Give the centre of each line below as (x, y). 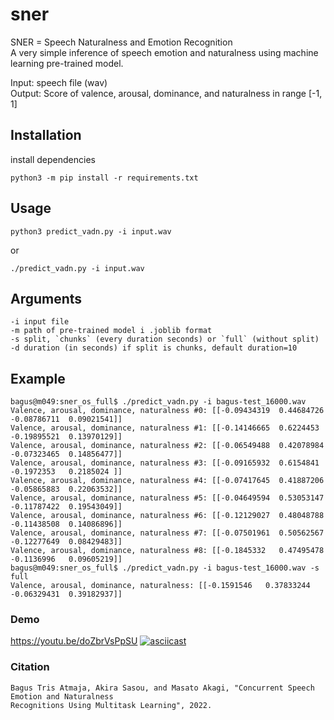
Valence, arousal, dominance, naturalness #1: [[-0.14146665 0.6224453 (165, 428)
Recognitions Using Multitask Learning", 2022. (111, 705)
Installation (46, 135)
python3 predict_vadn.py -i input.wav (91, 231)
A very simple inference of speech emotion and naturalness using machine (164, 52)
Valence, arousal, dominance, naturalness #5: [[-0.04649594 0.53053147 (167, 498)
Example (38, 378)
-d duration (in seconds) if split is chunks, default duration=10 (154, 348)
